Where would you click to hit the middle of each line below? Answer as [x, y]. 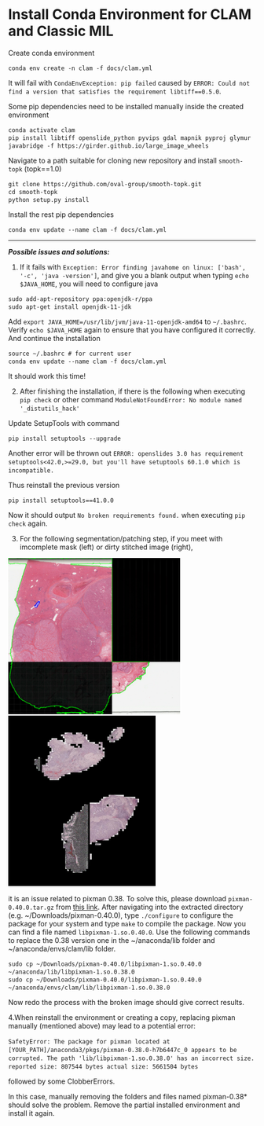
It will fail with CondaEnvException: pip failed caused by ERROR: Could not [129, 83]
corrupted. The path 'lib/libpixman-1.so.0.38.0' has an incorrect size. [132, 1058]
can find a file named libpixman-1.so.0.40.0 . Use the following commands [129, 932]
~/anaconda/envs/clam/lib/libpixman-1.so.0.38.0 [89, 988]
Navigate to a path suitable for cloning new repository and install [113, 160]
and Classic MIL [61, 31]
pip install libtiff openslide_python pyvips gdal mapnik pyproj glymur [130, 138]
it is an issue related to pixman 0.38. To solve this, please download [117, 898]
